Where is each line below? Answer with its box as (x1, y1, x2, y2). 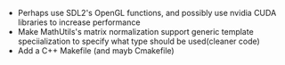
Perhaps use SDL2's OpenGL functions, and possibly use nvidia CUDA (17, 8, 277, 18)
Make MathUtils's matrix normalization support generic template (17, 27, 254, 37)
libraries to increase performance (17, 17, 141, 28)
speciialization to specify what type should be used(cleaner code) (17, 36, 260, 46)
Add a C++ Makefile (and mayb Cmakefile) (17, 45, 175, 56)
